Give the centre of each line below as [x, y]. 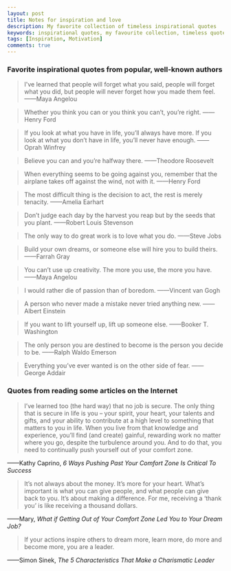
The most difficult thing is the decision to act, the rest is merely [113, 195]
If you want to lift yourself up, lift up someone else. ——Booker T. [116, 324]
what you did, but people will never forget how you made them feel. [119, 92]
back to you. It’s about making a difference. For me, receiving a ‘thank [123, 498]
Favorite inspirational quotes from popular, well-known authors [115, 69]
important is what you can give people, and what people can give [117, 491]
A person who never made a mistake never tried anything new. [112, 304]
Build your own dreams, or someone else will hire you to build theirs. [121, 249]
